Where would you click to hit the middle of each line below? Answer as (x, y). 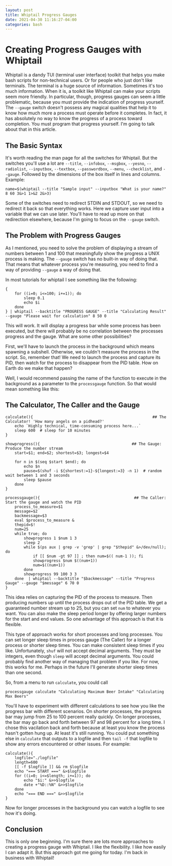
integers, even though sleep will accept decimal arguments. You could (80, 656)
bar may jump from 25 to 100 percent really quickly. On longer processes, (83, 717)
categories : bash (24, 24)
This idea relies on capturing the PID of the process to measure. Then (79, 597)
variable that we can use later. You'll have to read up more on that (75, 214)
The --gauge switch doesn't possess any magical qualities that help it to (81, 108)
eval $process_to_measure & (44, 520)
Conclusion (24, 829)
